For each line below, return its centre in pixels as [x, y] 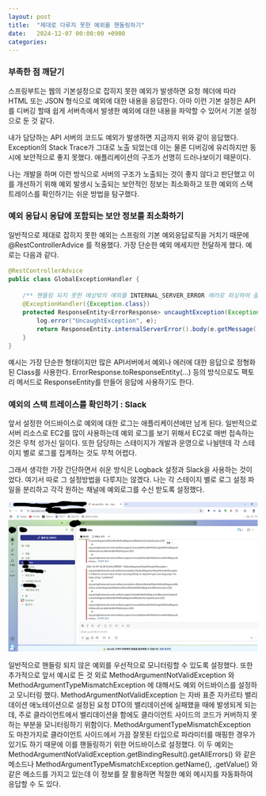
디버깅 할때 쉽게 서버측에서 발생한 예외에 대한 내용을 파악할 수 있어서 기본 [129, 110]
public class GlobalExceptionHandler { [74, 279]
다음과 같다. [41, 254]
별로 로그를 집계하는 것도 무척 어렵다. [80, 452]
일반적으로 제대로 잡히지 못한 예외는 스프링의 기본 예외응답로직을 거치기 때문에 [129, 234]
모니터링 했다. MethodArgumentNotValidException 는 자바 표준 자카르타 [129, 695]
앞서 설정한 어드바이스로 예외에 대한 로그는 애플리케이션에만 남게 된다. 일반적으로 [133, 423]
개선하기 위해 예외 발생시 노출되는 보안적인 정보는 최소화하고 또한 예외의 [127, 184]
